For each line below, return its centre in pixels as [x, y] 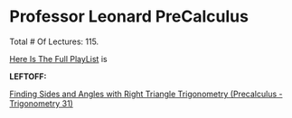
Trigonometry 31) [42, 103]
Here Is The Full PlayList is [58, 59]
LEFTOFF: [28, 76]
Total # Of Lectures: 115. [54, 41]
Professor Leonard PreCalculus [129, 17]
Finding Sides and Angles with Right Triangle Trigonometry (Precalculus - [146, 94]
